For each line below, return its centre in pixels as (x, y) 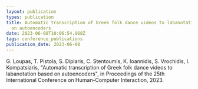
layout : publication (32, 11)
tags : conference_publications (44, 39)
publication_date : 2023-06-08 (43, 45)
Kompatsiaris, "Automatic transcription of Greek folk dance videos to (89, 67)
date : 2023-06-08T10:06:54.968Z (46, 34)
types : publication (30, 17)
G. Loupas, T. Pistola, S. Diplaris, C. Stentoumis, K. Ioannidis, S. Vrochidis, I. (98, 61)
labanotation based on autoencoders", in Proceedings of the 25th (85, 74)
